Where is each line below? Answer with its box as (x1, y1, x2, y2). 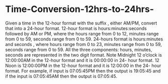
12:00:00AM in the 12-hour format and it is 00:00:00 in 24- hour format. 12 (5, 57, 159, 63)
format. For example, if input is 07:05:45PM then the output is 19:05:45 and (5, 67, 161, 73)
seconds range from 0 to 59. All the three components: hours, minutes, (5, 46, 152, 52)
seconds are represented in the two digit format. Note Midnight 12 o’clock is (5, 51, 162, 58)
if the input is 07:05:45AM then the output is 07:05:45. (5, 73, 117, 79)
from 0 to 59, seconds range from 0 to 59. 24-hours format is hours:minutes (5, 36, 163, 42)
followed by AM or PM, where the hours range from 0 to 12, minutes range (5, 30, 159, 36)
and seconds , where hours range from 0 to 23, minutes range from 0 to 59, (5, 41, 162, 47)
